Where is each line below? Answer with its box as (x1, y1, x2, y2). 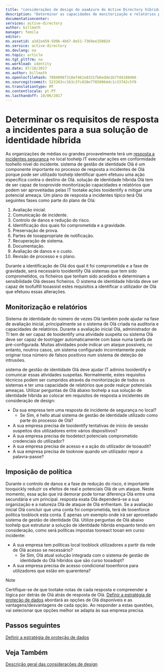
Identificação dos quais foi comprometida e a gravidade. (12, 223, 126, 228)
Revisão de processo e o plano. (12, 254, 76, 260)
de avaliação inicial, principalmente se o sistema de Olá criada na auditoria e (5, 321, 159, 327)
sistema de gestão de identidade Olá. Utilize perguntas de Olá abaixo (5, 517, 144, 523)
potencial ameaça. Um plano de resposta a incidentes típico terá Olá (5, 192, 143, 198)
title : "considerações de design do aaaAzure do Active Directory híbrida (5, 7, 161, 12)
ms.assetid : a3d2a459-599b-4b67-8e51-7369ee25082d (5, 39, 110, 44)
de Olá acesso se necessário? (12, 547, 73, 553)
